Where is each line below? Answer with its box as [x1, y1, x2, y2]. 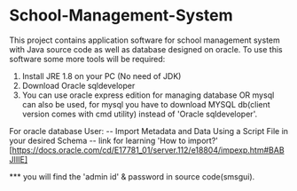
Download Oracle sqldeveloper [21, 80, 136, 91]
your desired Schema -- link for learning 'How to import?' [9, 135, 219, 146]
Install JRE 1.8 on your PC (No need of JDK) [21, 70, 182, 81]
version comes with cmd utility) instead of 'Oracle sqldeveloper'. [21, 108, 258, 119]
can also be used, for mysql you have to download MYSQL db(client [21, 99, 270, 109]
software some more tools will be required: [9, 53, 166, 64]
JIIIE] [9, 154, 28, 164]
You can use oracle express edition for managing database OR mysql [21, 90, 275, 100]
